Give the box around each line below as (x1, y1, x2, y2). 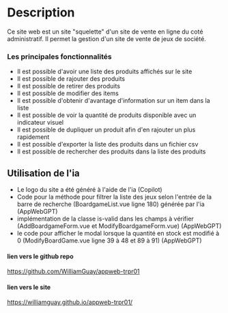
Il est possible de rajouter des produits (16, 75, 125, 83)
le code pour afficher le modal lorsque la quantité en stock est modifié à (16, 229, 220, 238)
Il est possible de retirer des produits (16, 82, 121, 90)
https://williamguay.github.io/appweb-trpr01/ (7, 298, 133, 306)
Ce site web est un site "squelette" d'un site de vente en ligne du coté (7, 27, 203, 36)
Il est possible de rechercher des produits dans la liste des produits (16, 147, 206, 155)
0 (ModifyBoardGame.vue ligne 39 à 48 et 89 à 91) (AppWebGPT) (16, 236, 203, 245)
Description (7, 5, 75, 21)
